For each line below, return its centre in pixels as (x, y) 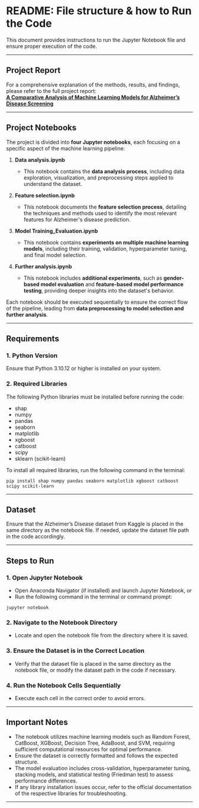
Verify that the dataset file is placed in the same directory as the (93, 663)
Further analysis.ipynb (43, 266)
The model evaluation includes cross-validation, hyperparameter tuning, (103, 768)
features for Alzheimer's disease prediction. (77, 219)
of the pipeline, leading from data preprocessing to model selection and (95, 308)
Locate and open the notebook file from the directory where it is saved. (102, 636)
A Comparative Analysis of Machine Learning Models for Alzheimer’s (93, 97)
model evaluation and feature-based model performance (112, 284)
